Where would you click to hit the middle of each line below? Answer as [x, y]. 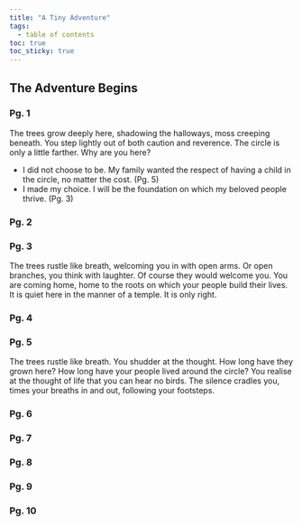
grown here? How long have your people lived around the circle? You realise [151, 372]
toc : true [28, 43]
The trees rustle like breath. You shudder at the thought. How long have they [151, 362]
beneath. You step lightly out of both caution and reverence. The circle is [145, 143]
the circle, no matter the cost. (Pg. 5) [91, 179]
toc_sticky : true [42, 51]
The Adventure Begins [73, 88]
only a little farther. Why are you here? [80, 152]
